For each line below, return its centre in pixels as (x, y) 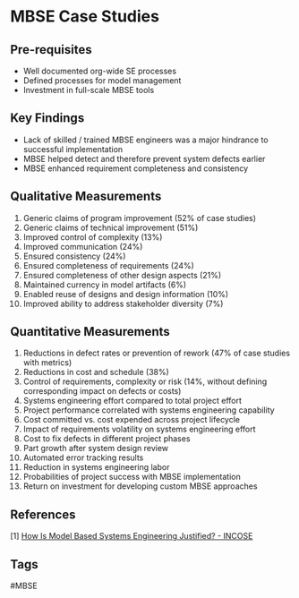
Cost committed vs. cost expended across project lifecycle (132, 420)
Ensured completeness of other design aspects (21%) (122, 275)
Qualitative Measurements (86, 196)
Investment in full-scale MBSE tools (89, 90)
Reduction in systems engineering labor (96, 467)
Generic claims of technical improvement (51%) (111, 227)
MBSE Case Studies (85, 17)
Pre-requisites (51, 50)
